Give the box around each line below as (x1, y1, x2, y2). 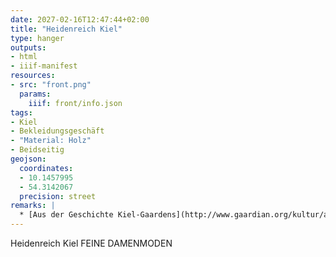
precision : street (19, 191, 97, 201)
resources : (10, 71, 56, 81)
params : (19, 89, 52, 99)
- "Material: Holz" (10, 136, 92, 146)
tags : (10, 107, 33, 118)
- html (10, 52, 38, 62)
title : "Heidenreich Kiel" (10, 24, 123, 34)
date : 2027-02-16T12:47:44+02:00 (10, 14, 150, 25)
